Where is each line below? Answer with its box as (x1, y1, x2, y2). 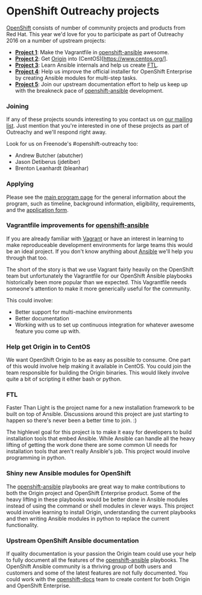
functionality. (6, 521, 39, 528)
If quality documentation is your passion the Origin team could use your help (6, 550, 197, 558)
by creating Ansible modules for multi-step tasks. (14, 74, 137, 81)
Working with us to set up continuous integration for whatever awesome (14, 321, 194, 328)
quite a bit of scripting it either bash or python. (6, 375, 122, 383)
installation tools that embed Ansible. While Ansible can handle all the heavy (6, 435, 195, 442)
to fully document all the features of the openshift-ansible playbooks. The (6, 556, 189, 564)
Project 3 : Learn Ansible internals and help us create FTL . (14, 61, 159, 69)
